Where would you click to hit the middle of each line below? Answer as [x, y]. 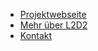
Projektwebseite [53, 14]
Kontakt [36, 35]
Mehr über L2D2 [53, 25]
